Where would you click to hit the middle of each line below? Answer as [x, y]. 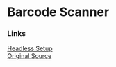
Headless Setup [30, 48]
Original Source [30, 56]
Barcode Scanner [58, 12]
